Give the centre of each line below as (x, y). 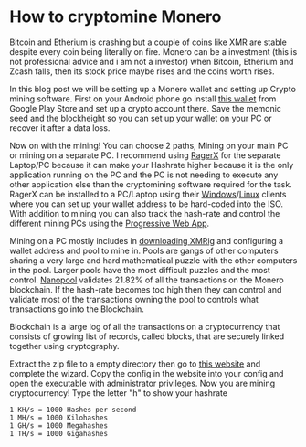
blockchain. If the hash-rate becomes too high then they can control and (146, 289)
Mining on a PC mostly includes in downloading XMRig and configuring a (147, 240)
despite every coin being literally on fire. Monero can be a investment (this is (153, 51)
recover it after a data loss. (60, 128)
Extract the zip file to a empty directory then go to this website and (135, 364)
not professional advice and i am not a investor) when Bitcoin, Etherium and (152, 61)
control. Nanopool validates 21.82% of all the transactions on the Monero (147, 280)
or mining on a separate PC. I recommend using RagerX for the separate (145, 155)
